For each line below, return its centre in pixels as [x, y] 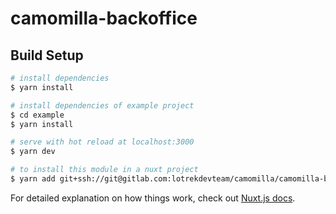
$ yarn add [33, 179]
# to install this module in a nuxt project [104, 170]
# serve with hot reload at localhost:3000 [102, 142]
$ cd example [37, 115]
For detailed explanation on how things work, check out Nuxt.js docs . [153, 198]
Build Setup [47, 55]
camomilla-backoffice [104, 18]
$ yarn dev [33, 152]
